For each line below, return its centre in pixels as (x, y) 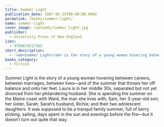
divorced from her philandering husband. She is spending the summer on (79, 94)
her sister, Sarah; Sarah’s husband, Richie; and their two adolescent (73, 104)
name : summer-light (25, 23)
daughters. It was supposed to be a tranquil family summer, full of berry (77, 109)
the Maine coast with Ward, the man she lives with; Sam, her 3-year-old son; (82, 99)
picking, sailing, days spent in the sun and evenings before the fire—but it (79, 114)
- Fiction (19, 64)
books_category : (21, 60)
